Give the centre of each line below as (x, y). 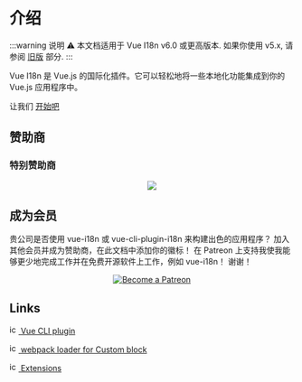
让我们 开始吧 (34, 106)
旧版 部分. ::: (50, 56)
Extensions (41, 368)
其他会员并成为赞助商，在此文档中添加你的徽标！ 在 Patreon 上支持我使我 (146, 250)
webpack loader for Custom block (84, 349)
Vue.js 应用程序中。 (46, 87)
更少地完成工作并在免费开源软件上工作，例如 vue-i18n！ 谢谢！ (134, 262)
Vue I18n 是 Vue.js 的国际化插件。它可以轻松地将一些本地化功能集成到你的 (147, 75)
